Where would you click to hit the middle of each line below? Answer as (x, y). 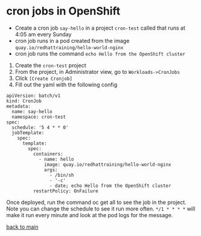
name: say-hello (32, 111)
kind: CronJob (24, 101)
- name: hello (56, 159)
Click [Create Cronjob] (43, 78)
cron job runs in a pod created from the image (72, 41)
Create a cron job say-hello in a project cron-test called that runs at (100, 28)
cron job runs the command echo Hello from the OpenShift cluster (100, 53)
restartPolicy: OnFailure (65, 191)
